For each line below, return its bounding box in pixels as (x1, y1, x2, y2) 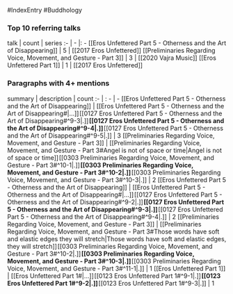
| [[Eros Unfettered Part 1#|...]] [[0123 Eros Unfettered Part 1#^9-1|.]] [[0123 (7, 271, 221, 280)
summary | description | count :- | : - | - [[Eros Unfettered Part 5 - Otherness (7, 94, 226, 103)
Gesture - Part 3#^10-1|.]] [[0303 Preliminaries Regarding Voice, (7, 161, 193, 169)
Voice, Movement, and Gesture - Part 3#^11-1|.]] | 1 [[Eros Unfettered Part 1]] (7, 264, 226, 272)
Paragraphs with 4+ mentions (7, 79, 110, 88)
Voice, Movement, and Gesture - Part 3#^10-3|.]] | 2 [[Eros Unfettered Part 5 (7, 175, 226, 183)
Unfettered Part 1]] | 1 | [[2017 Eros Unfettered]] (7, 61, 143, 70)
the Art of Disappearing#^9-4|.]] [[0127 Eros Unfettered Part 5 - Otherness (7, 124, 224, 132)
